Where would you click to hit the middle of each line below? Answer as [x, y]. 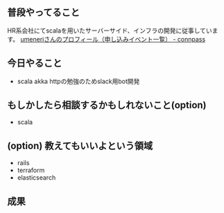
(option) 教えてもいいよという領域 [80, 145]
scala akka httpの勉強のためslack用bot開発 [78, 81]
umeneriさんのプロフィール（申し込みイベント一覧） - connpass [113, 39]
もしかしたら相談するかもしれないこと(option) [107, 105]
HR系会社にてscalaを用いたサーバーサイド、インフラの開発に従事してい [110, 31]
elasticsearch [36, 178]
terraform [31, 170]
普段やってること [43, 12]
